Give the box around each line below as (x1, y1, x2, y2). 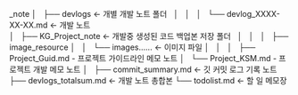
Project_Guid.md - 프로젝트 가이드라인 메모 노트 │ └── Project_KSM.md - (9, 53, 277, 63)
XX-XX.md (9, 20, 48, 30)
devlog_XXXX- (226, 9, 281, 19)
